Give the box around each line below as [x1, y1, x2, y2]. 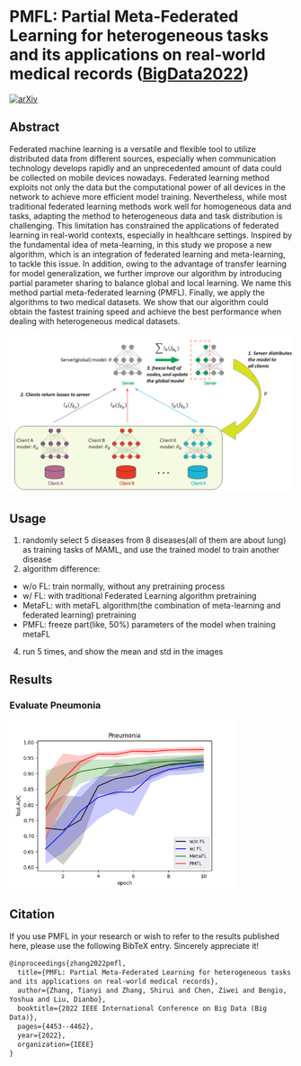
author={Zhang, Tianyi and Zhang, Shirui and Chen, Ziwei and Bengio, [17, 986, 288, 995]
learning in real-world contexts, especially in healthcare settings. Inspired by [9, 230, 293, 240]
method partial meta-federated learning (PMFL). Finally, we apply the [9, 286, 265, 298]
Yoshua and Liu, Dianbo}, [9, 995, 106, 1004]
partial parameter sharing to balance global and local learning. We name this [9, 277, 292, 288]
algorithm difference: [22, 564, 101, 574]
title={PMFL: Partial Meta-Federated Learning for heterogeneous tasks [17, 968, 292, 977]
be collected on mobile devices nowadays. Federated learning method [9, 172, 270, 183]
